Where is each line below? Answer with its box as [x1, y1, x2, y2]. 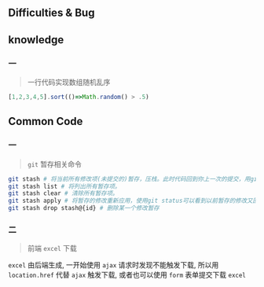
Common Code [8, 115, 83, 128]
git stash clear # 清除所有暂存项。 [8, 189, 119, 197]
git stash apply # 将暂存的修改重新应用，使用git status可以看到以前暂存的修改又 [8, 197, 253, 205]
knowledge [8, 33, 64, 46]
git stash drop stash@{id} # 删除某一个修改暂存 [8, 204, 159, 212]
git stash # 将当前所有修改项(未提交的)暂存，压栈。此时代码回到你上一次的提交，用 [8, 175, 251, 183]
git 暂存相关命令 [27, 159, 82, 168]
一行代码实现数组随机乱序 [27, 78, 111, 87]
